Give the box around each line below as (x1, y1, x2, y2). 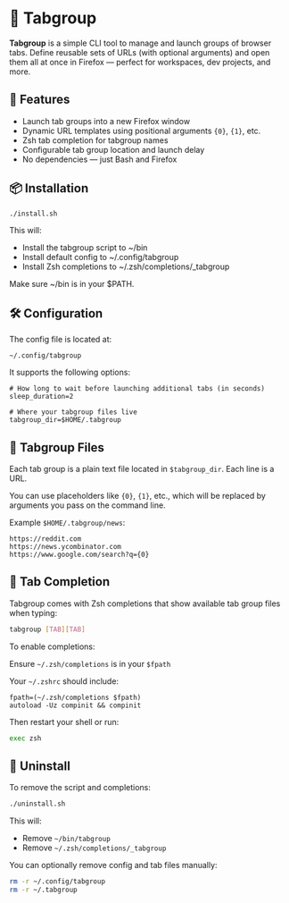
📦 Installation (9, 181, 89, 196)
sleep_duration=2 (9, 392, 74, 401)
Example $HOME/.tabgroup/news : (9, 518, 126, 528)
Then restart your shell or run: (9, 716, 120, 727)
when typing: (9, 607, 58, 618)
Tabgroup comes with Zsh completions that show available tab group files (9, 598, 281, 609)
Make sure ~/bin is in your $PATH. (9, 279, 135, 290)
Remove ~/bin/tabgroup (21, 833, 111, 844)
